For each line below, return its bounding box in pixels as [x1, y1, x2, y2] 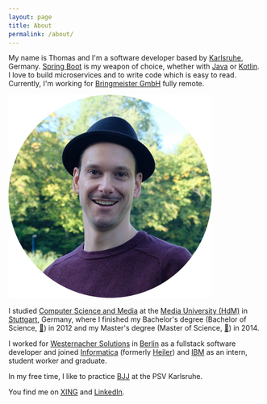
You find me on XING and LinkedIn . [8, 387, 125, 397]
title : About [8, 21, 52, 30]
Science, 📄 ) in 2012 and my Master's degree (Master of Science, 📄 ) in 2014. [8, 323, 260, 333]
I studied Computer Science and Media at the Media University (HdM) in [8, 306, 248, 316]
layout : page [8, 13, 52, 21]
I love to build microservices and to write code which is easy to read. [8, 70, 236, 80]
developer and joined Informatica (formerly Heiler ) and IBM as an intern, [8, 348, 248, 357]
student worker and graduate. [8, 356, 107, 366]
